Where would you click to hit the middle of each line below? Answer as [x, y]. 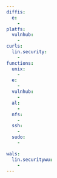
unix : [19, 69]
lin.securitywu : [32, 160]
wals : [13, 154]
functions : [20, 63]
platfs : [16, 29]
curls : [15, 46]
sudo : [19, 137]
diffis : [16, 12]
